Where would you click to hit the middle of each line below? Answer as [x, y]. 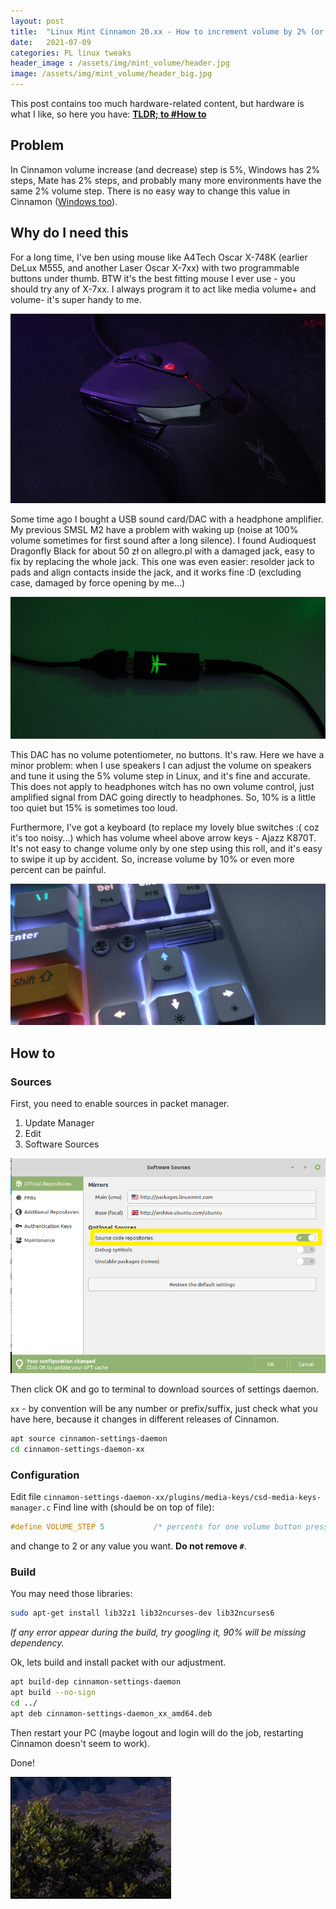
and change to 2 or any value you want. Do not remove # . [128, 1546]
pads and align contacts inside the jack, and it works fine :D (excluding [156, 572]
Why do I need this [69, 233]
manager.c [31, 1508]
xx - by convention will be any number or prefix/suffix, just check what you [164, 1408]
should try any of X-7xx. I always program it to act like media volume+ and [163, 289]
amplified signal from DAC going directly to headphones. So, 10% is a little [163, 797]
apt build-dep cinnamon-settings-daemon [96, 1682]
